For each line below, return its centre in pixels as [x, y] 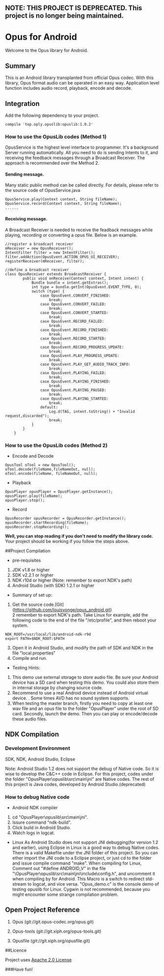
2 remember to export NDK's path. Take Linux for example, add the [80, 615]
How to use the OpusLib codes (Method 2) [56, 445]
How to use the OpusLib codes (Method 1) [56, 136]
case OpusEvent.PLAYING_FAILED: [73, 373]
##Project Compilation [28, 551]
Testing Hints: [26, 668]
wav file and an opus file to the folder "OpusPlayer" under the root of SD [85, 708]
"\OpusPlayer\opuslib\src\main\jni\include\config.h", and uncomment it [84, 873]
